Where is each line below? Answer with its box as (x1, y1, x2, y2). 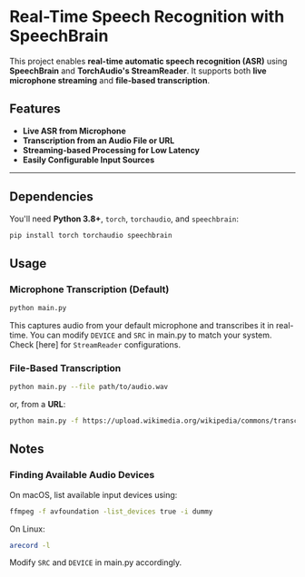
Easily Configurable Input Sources (22, 154, 155, 165)
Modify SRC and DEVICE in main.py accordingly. (9, 557, 182, 568)
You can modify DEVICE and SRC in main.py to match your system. (30, 329, 272, 340)
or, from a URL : (9, 399, 66, 410)
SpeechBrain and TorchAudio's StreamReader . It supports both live (9, 65, 267, 76)
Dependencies (9, 189, 93, 205)
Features (9, 102, 61, 117)
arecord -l (9, 541, 51, 550)
